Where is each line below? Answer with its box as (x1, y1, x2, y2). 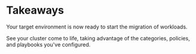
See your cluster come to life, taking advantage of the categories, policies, (6, 34, 190, 42)
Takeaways (6, 4, 64, 17)
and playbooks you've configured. (6, 41, 91, 48)
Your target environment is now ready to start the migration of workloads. (6, 23, 188, 30)
